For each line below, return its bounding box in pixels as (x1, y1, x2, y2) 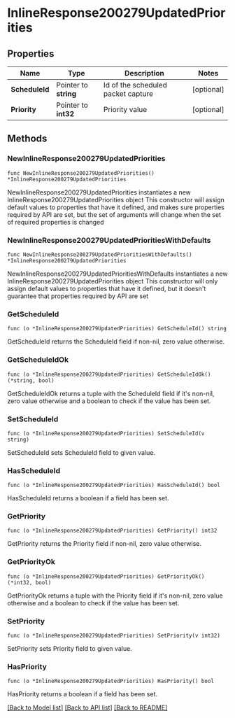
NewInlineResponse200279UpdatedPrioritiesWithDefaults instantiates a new (7, 269, 228, 278)
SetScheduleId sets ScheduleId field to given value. (7, 448, 156, 456)
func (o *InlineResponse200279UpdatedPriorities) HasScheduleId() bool (7, 481, 220, 489)
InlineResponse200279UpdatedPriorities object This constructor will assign (7, 195, 225, 204)
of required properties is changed (7, 218, 104, 226)
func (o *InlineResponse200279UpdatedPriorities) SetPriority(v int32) (7, 632, 220, 640)
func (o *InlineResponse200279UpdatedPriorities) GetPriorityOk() (7, 572, 205, 580)
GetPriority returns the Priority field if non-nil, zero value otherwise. (7, 540, 201, 548)
